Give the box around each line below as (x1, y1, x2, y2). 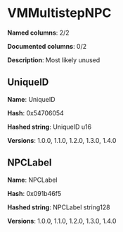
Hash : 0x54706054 (7, 108, 65, 117)
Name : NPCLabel (7, 175, 58, 184)
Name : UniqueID (7, 95, 56, 103)
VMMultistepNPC (7, 5, 112, 21)
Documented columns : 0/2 (7, 42, 87, 50)
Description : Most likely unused (7, 55, 101, 64)
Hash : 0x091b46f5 (7, 189, 62, 197)
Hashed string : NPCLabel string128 (7, 203, 110, 211)
